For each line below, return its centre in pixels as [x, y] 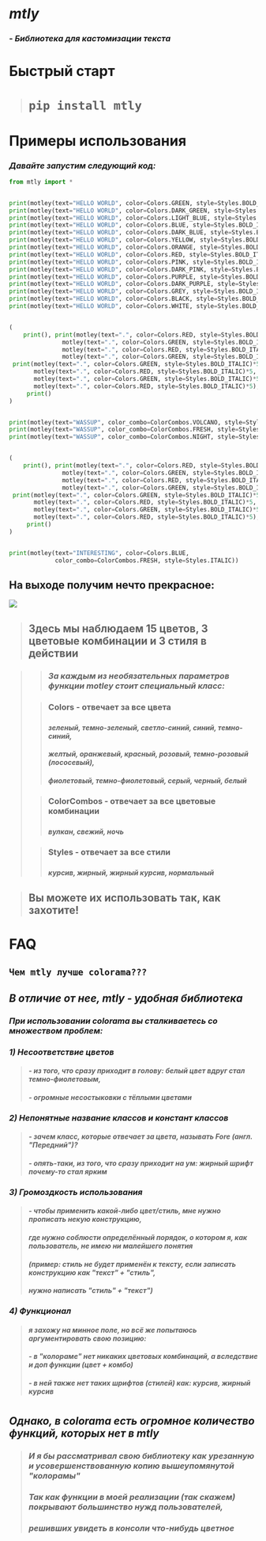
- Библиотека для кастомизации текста [90, 39]
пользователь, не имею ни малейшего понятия [111, 1246]
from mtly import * [41, 182]
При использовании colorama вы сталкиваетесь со [113, 1021]
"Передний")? [53, 1145]
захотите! [54, 910]
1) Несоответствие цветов [62, 1052]
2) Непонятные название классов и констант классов [119, 1117]
